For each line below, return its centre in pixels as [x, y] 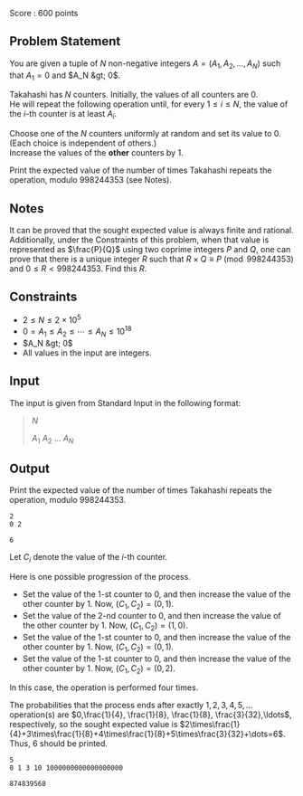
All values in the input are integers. [87, 353]
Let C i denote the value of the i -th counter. [89, 558]
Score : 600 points [44, 13]
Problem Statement [65, 41]
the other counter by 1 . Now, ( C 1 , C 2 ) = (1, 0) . [105, 626]
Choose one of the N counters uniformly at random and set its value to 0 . [146, 134]
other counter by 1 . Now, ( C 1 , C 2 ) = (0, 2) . [99, 669]
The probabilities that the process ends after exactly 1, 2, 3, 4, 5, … [131, 706]
